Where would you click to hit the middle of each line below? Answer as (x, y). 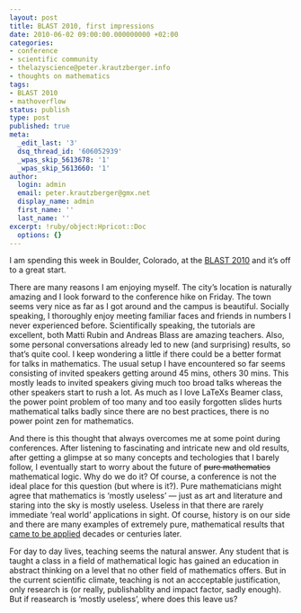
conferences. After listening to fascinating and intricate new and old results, (150, 448)
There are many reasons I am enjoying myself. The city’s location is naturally (150, 288)
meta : (19, 135)
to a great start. (38, 270)
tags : (19, 84)
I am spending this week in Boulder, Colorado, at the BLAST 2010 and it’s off (150, 261)
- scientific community (54, 59)
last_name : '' (44, 218)
